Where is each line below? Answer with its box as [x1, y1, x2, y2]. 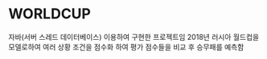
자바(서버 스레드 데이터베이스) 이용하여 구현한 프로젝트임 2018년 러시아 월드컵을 [8, 32, 260, 41]
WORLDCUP [8, 5, 91, 23]
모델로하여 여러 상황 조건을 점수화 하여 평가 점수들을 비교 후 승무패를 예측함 [8, 41, 244, 52]
